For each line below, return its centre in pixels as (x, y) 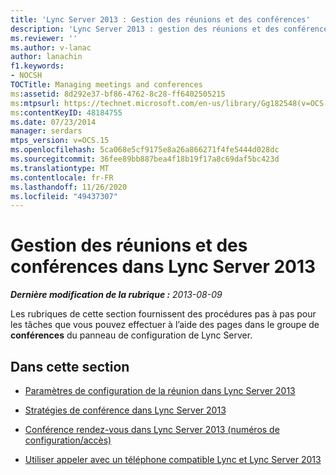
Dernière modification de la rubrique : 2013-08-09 (116, 295)
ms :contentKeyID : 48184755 (66, 112)
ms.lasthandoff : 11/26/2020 (69, 187)
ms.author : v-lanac (51, 47)
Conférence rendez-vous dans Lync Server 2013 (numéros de (152, 429)
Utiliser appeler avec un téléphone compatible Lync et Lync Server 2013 (173, 459)
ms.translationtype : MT (60, 168)
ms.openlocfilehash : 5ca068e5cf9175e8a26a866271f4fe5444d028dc (145, 150)
